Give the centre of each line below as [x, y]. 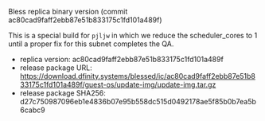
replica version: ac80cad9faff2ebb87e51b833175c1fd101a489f [122, 59]
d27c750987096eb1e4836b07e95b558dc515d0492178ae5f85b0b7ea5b [138, 101]
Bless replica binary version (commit [68, 12]
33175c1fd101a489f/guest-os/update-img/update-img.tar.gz [118, 84]
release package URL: [56, 68]
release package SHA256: [62, 93]
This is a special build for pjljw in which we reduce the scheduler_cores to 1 [133, 35]
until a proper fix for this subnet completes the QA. [91, 44]
